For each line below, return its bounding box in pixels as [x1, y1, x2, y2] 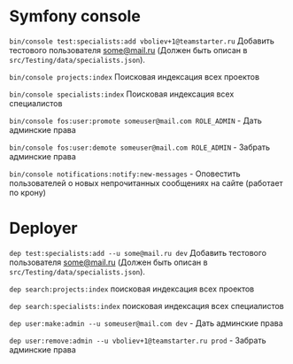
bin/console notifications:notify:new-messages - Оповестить [9, 168, 241, 179]
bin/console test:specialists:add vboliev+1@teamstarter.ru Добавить [9, 35, 274, 46]
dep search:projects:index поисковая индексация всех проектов [9, 283, 255, 294]
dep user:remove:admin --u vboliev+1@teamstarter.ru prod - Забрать [9, 335, 267, 345]
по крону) [9, 187, 47, 197]
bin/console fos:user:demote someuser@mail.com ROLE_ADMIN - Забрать [9, 142, 271, 152]
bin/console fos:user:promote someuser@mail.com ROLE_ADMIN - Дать [9, 115, 263, 126]
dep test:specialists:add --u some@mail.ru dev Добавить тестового [9, 247, 267, 258]
